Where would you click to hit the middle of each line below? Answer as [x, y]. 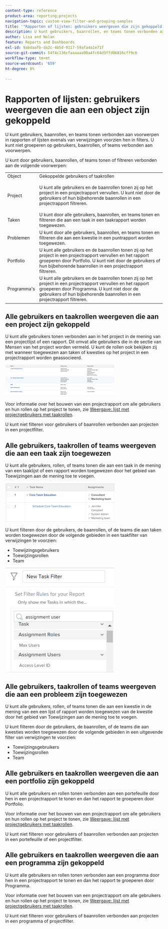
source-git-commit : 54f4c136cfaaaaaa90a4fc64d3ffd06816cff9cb [71, 53]
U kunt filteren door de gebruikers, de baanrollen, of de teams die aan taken [83, 530]
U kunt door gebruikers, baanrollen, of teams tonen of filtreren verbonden [81, 160]
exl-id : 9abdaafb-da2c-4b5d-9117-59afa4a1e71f [54, 48]
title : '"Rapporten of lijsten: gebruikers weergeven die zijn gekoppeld [84, 27]
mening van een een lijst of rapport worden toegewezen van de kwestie [79, 712]
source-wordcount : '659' [31, 63]
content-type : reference [31, 11]
